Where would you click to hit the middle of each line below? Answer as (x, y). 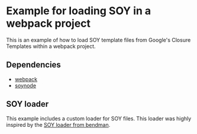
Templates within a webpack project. (51, 46)
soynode (25, 85)
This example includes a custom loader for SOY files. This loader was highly (99, 118)
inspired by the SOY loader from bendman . (58, 125)
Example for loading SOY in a (79, 11)
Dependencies (33, 65)
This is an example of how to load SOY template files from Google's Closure (98, 40)
